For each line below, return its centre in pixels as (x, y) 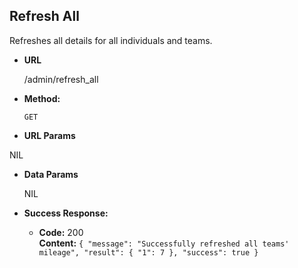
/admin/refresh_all (61, 79)
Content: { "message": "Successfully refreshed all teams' (164, 243)
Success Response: (66, 213)
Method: (42, 98)
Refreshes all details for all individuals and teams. (111, 40)
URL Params (49, 135)
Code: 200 (61, 232)
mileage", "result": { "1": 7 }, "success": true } (148, 252)
